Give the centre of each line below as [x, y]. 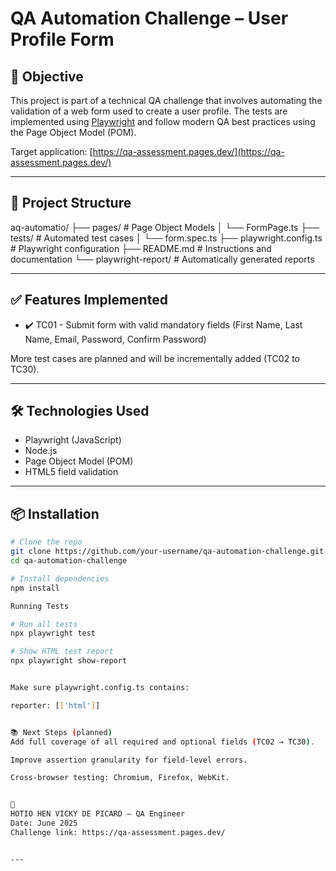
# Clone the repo [46, 542]
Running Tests [40, 606]
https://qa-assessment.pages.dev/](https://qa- [188, 151]
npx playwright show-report [69, 661]
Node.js [41, 451]
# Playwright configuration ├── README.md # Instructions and [141, 248]
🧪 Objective [47, 76]
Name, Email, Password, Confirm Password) [115, 339]
